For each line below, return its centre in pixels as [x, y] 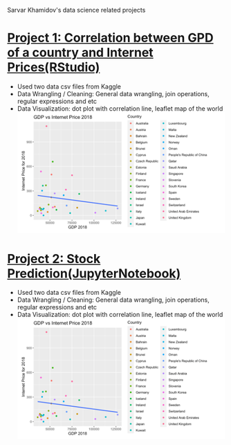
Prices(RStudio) [54, 67]
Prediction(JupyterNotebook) [94, 273]
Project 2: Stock [54, 258]
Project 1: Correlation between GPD [110, 38]
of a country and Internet [80, 53]
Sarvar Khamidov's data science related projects [76, 10]
